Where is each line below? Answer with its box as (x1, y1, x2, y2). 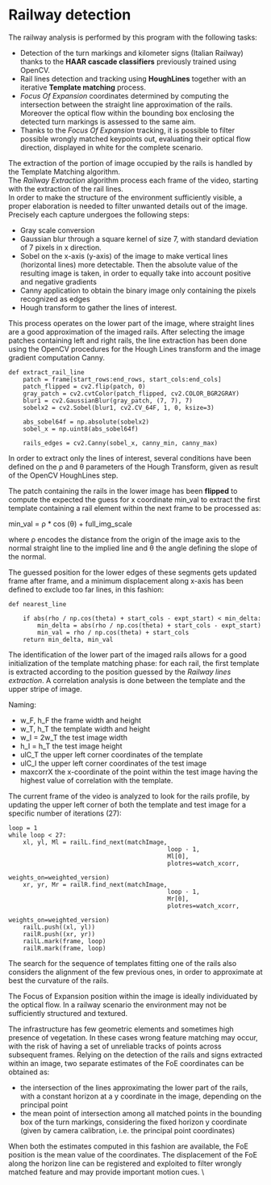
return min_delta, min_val (23, 635, 114, 643)
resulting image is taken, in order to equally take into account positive (19, 268, 252, 278)
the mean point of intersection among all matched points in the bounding (19, 1108, 262, 1118)
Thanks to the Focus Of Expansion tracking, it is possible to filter (19, 125, 236, 135)
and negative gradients (19, 276, 97, 286)
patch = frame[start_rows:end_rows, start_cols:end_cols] (23, 375, 222, 383)
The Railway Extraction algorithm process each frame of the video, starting (8, 175, 259, 185)
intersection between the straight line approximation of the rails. (19, 99, 233, 109)
